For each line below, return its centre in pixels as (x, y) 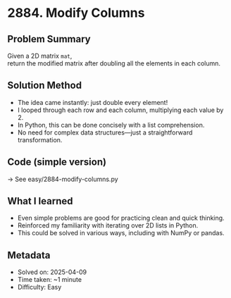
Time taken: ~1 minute (50, 280)
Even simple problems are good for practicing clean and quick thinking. (121, 218)
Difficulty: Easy (39, 287)
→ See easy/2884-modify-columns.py (63, 179)
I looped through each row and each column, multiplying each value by (120, 110)
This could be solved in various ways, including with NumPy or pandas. (121, 233)
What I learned (40, 201)
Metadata (29, 255)
